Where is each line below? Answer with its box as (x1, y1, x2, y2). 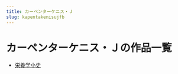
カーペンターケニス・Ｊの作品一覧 (6, 41, 173, 55)
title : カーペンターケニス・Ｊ (6, 8, 73, 15)
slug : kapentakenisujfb (6, 14, 65, 20)
